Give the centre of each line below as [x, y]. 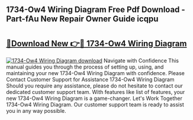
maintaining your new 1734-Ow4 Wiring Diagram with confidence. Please [95, 73]
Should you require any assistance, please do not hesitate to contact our [95, 86]
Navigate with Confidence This [141, 61]
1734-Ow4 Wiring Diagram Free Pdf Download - [96, 10]
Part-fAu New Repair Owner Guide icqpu [82, 19]
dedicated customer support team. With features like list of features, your [96, 92]
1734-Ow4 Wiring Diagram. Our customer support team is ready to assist [95, 105]
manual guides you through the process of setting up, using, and [85, 67]
